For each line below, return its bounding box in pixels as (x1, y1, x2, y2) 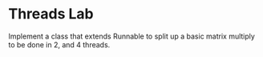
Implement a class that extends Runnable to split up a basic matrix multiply (8, 31, 255, 41)
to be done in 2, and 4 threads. (8, 39, 111, 49)
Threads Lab (8, 5, 94, 23)
